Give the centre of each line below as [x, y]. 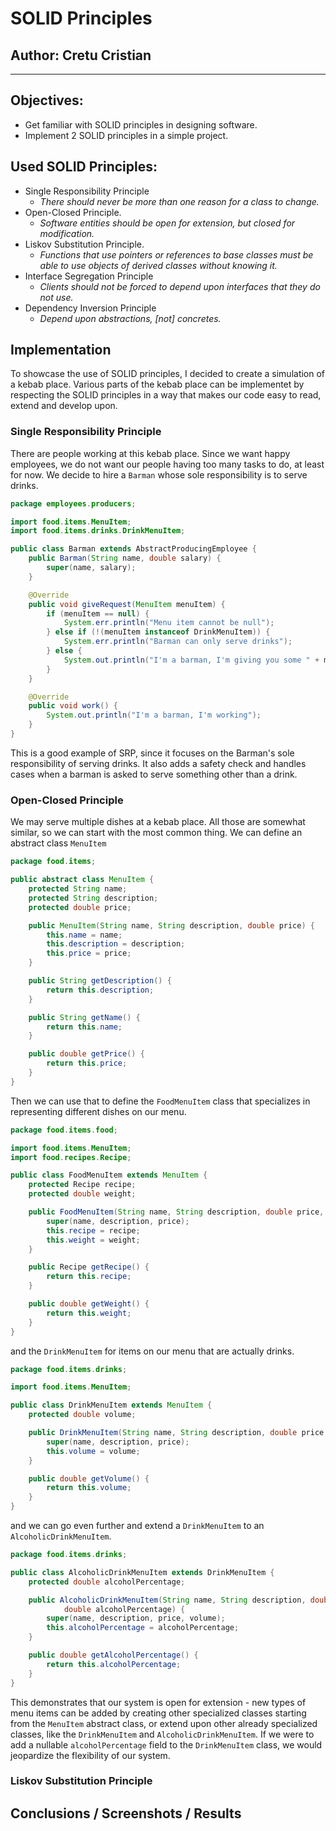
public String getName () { [84, 1017]
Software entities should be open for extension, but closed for [167, 223]
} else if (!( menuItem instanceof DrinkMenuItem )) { [158, 632]
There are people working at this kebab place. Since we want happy [150, 453]
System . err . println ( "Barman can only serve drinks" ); [178, 642]
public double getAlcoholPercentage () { [113, 1655]
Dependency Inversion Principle [90, 308]
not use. [56, 297]
